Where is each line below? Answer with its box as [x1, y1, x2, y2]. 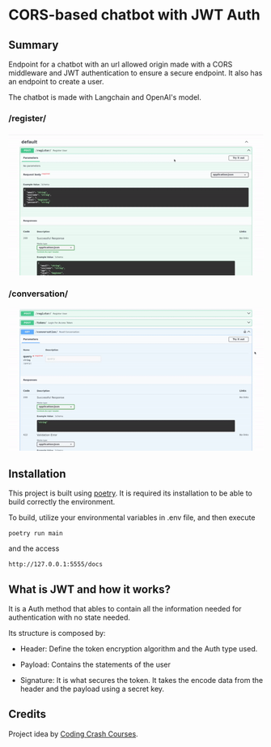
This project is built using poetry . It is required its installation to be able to [8, 488, 252, 498]
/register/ [8, 112, 47, 123]
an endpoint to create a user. [8, 77, 104, 86]
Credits [8, 707, 47, 721]
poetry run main [8, 530, 63, 538]
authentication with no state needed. [8, 612, 131, 622]
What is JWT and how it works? [8, 582, 171, 596]
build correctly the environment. [8, 497, 116, 507]
